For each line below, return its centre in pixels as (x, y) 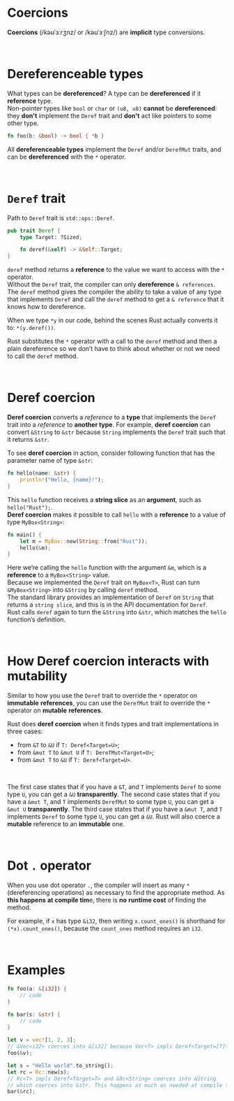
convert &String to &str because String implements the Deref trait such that (116, 432)
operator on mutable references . (55, 710)
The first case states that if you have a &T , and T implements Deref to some (114, 787)
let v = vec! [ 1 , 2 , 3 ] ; (42, 1040)
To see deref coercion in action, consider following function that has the (111, 453)
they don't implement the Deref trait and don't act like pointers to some (110, 115)
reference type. (30, 101)
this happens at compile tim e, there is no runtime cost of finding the (107, 900)
